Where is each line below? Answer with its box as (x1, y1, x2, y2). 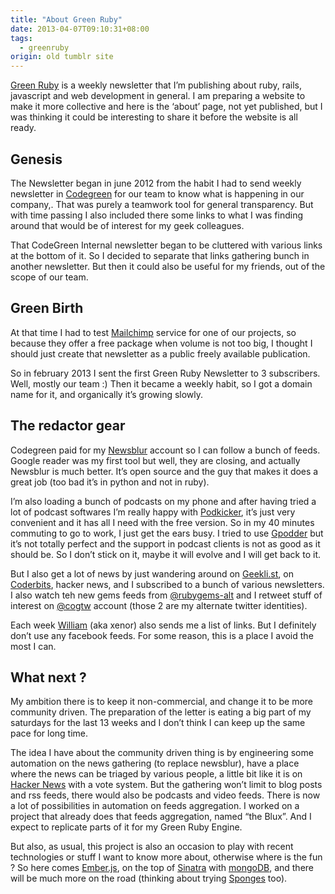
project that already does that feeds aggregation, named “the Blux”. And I (10, 811, 312, 823)
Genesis (10, 151, 63, 168)
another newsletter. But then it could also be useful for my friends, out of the (10, 260, 326, 272)
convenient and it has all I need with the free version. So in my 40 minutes (10, 516, 315, 528)
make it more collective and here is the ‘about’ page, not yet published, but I (10, 101, 323, 113)
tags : (10, 33, 33, 43)
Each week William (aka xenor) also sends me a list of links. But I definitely (10, 619, 317, 631)
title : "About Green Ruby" (10, 14, 123, 25)
